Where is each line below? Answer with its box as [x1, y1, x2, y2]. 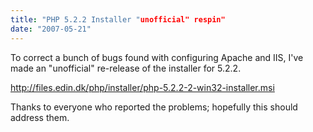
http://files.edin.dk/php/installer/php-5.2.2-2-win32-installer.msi [10, 81, 275, 93]
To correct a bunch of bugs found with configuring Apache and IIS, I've [10, 51, 304, 63]
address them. [10, 111, 70, 123]
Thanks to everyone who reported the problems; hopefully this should [10, 101, 298, 113]
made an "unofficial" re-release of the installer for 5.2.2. [10, 62, 242, 74]
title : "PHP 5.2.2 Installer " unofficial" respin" [10, 14, 226, 25]
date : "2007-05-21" [10, 24, 92, 34]
